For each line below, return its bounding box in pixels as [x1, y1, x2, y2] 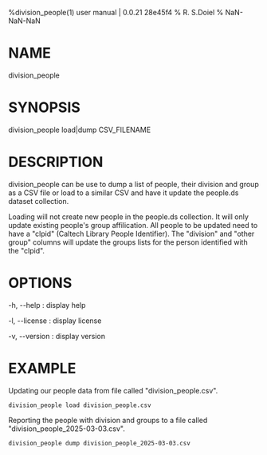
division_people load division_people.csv [8, 401, 151, 409]
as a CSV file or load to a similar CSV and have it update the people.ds [8, 188, 239, 198]
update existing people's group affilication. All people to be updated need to [8, 220, 258, 229]
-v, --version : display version [8, 331, 106, 341]
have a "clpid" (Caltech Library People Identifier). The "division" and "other [8, 229, 255, 238]
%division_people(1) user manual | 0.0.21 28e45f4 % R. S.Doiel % [8, 8, 224, 17]
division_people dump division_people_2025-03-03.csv [8, 439, 191, 447]
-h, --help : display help [8, 300, 86, 309]
